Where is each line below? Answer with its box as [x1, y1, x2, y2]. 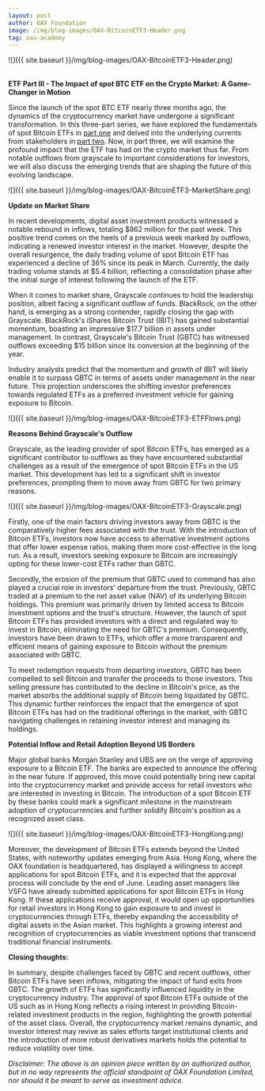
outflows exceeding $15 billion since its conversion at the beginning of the [8, 341, 249, 351]
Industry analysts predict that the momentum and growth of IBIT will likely [8, 365, 248, 374]
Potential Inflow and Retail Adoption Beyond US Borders [8, 739, 195, 749]
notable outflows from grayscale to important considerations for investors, [8, 154, 251, 163]
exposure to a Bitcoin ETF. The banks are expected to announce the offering [8, 763, 257, 773]
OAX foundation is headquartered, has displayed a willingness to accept [8, 861, 243, 871]
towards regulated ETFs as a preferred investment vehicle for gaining [8, 390, 234, 400]
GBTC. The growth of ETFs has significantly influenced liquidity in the [8, 985, 235, 994]
